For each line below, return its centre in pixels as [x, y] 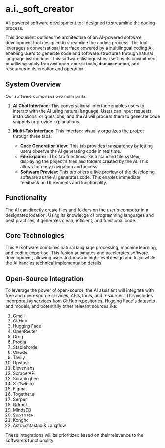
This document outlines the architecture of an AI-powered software [74, 37]
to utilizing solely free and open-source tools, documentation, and [72, 64]
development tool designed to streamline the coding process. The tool [77, 42]
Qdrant [20, 405]
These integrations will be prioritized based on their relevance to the [75, 435]
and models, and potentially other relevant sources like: [62, 306]
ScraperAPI [24, 373]
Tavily [19, 357]
